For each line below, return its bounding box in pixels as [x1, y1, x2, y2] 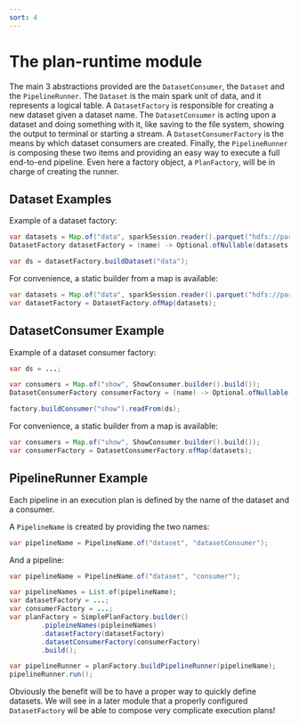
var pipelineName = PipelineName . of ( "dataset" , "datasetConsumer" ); [9, 538, 269, 548]
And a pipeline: [9, 554, 65, 565]
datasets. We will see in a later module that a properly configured [9, 696, 248, 706]
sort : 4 [9, 12, 38, 22]
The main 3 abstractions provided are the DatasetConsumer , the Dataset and [9, 81, 285, 92]
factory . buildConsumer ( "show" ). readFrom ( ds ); [9, 404, 181, 414]
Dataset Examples [9, 191, 112, 207]
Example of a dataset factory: [9, 216, 117, 226]
